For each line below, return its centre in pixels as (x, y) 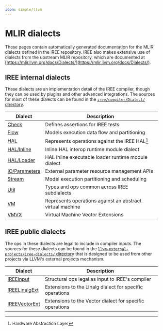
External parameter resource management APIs (99, 171)
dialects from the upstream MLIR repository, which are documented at (75, 57)
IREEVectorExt (24, 304)
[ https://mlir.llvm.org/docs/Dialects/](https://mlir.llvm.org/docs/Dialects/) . (78, 62)
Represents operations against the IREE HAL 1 (97, 141)
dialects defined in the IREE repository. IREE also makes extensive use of (78, 52)
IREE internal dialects (38, 77)
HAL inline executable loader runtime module (97, 157)
